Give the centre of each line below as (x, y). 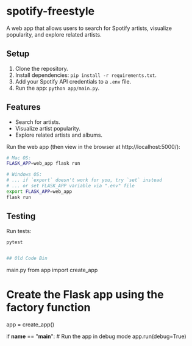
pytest (15, 242)
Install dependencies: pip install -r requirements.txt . (86, 75)
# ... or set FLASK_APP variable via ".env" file (71, 186)
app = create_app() (30, 325)
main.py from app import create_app (52, 270)
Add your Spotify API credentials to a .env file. (73, 81)
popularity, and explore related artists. (54, 34)
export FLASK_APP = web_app (39, 191)
